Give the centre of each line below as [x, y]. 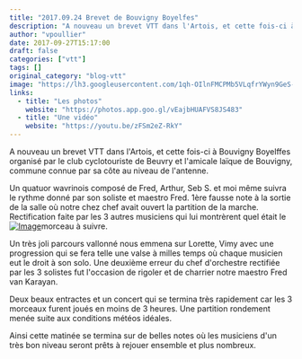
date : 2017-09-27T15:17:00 [60, 43]
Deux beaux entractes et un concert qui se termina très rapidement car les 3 [151, 299]
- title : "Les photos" [60, 101]
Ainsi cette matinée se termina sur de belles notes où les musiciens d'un [143, 336]
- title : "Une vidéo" [58, 118]
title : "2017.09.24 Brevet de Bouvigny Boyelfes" [104, 18]
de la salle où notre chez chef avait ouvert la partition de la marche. [134, 207]
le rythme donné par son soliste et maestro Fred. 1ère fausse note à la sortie [150, 197]
